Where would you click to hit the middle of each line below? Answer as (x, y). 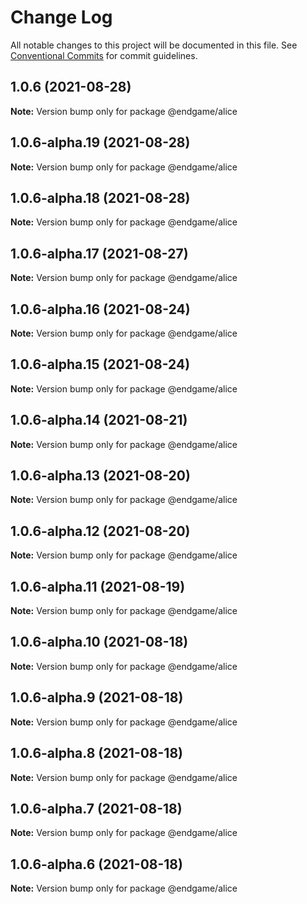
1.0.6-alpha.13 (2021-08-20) (100, 476)
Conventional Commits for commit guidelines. (104, 55)
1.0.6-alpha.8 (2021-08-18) (97, 753)
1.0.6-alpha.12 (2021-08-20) (100, 531)
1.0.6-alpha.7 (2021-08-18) (96, 808)
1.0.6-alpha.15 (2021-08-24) (100, 364)
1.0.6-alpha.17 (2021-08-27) (99, 253)
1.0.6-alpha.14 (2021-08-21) (99, 420)
